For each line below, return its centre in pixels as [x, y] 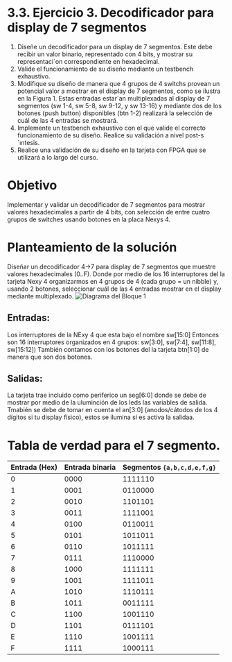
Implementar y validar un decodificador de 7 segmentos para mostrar [106, 204]
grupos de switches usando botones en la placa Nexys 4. [89, 219]
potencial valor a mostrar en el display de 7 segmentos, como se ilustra [119, 91]
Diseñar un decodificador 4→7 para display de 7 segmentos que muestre [111, 266]
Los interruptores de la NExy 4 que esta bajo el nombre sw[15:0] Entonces [113, 334]
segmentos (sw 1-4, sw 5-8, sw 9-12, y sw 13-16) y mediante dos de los [119, 105]
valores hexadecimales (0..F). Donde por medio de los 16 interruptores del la [116, 274]
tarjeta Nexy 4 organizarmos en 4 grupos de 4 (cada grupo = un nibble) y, [113, 281]
